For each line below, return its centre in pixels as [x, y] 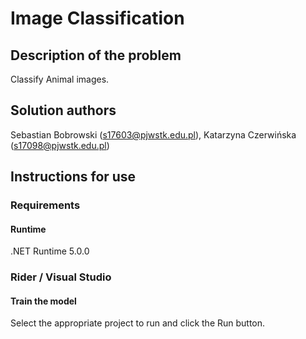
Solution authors [63, 110]
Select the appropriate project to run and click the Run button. [138, 323]
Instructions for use [73, 177]
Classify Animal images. [60, 79]
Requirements [45, 205]
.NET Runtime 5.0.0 [50, 251]
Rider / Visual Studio [61, 277]
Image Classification [97, 18]
